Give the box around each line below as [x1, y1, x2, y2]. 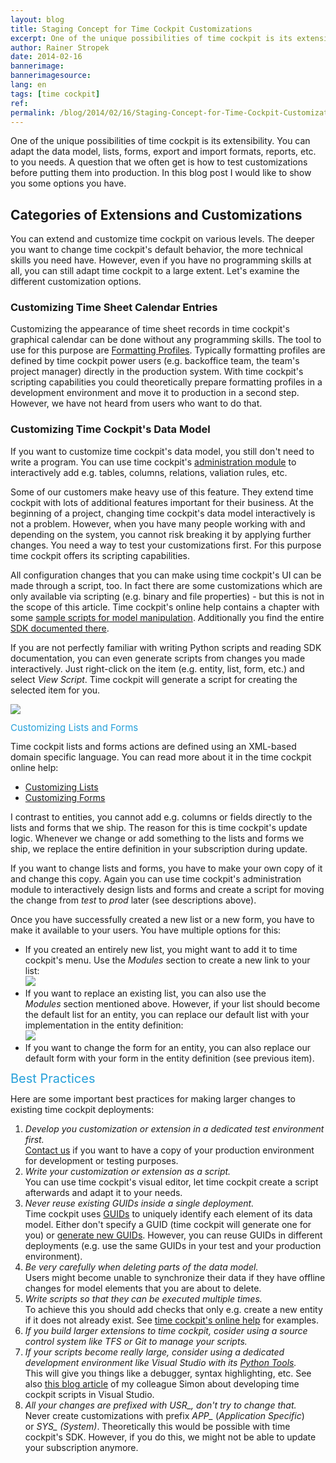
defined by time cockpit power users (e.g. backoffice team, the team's [10, 355, 300, 367]
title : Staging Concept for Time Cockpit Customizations [10, 24, 253, 34]
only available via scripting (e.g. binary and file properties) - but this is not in [10, 590, 325, 602]
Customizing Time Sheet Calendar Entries [10, 301, 218, 315]
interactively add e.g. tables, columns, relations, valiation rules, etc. [10, 466, 288, 478]
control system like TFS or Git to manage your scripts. [24, 1335, 248, 1347]
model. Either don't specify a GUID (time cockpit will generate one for [24, 1218, 312, 1230]
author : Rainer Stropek [10, 42, 110, 53]
